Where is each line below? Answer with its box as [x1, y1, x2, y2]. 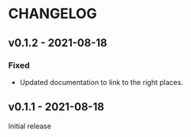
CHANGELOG [8, 5, 97, 23]
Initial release [8, 121, 51, 131]
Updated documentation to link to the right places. [19, 77, 184, 87]
